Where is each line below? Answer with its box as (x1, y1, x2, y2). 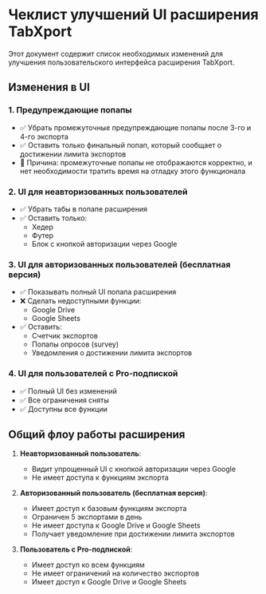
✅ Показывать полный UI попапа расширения (19, 287, 177, 297)
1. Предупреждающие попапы (8, 105, 132, 116)
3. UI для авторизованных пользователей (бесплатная (8, 259, 231, 270)
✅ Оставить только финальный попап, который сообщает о (19, 140, 222, 149)
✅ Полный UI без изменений (19, 386, 117, 396)
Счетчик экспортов (31, 331, 98, 341)
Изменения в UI (8, 81, 90, 94)
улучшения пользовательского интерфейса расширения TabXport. (8, 57, 235, 67)
